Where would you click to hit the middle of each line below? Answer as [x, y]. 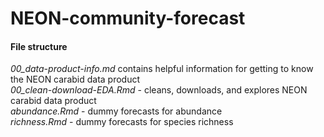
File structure [39, 46]
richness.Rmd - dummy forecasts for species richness [122, 122]
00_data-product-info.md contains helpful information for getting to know [162, 69]
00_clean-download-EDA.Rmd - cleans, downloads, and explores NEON [159, 90]
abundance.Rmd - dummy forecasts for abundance [116, 111]
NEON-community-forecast [128, 18]
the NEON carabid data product [75, 79]
